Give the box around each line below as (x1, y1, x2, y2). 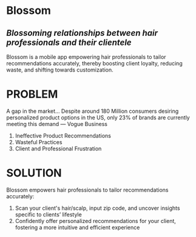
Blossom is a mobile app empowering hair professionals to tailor (6, 53, 166, 61)
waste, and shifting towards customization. (6, 66, 113, 73)
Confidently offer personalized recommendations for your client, (15, 217, 176, 224)
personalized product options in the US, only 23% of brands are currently (6, 113, 190, 121)
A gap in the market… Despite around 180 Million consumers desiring (6, 107, 179, 115)
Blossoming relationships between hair (6, 28, 158, 38)
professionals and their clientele (6, 37, 132, 47)
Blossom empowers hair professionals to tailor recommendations (6, 186, 169, 193)
